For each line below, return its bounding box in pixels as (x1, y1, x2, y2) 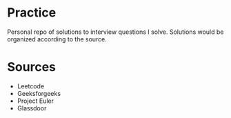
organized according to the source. (7, 35, 107, 43)
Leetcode (17, 81, 45, 90)
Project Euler (17, 97, 54, 105)
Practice (7, 5, 57, 21)
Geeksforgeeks (17, 89, 61, 97)
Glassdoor (17, 104, 47, 112)
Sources (7, 59, 57, 75)
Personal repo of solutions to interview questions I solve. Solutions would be (7, 28, 224, 36)
